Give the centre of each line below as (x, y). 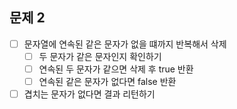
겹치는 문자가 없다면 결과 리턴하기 (89, 94)
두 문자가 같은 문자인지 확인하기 (100, 56)
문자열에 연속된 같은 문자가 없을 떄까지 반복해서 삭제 (125, 44)
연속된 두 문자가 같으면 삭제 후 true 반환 (116, 69)
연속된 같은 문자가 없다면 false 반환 (107, 81)
